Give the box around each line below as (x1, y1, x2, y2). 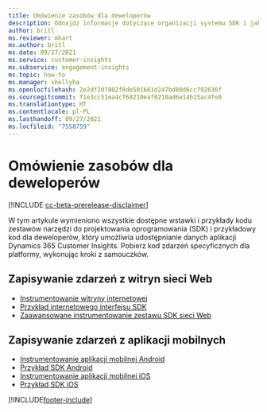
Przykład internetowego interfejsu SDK (19, 301, 147, 311)
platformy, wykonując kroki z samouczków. (8, 249, 149, 258)
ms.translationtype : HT (8, 100, 87, 108)
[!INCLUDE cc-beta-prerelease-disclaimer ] (8, 200, 149, 209)
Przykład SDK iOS (19, 379, 79, 390)
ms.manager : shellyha (8, 78, 80, 86)
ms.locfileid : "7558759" (8, 122, 91, 130)
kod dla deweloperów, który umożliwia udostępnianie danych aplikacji (8, 232, 237, 242)
